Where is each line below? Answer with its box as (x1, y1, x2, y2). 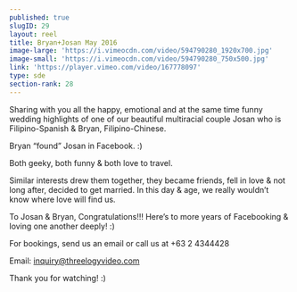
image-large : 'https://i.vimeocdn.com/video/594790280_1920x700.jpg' (9, 46, 274, 55)
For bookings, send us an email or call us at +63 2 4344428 (9, 238, 230, 248)
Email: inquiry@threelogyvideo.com (9, 255, 140, 266)
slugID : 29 (9, 21, 50, 30)
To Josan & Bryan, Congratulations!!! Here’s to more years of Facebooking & (9, 211, 289, 221)
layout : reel (9, 29, 58, 38)
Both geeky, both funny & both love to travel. (9, 157, 173, 168)
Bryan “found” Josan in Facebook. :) (9, 140, 143, 151)
